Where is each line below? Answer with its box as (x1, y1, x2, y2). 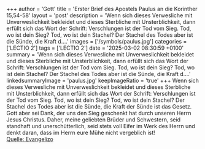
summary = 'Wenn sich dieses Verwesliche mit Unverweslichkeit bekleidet (6, 51, 195, 58)
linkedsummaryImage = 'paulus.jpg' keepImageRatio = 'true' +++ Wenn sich (6, 77, 199, 84)
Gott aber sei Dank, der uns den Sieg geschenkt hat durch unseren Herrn (6, 110, 191, 117)
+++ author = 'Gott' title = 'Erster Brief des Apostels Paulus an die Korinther (6, 6, 198, 12)
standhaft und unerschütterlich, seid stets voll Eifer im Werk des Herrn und (6, 123, 195, 129)
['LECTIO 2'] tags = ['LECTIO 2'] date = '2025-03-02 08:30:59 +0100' (6, 44, 184, 52)
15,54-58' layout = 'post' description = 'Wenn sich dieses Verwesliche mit (6, 12, 193, 19)
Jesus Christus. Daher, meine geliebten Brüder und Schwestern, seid (6, 116, 181, 123)
